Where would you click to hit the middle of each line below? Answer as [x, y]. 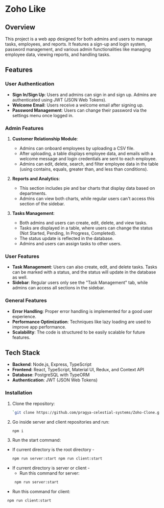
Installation [19, 393]
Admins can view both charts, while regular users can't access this [87, 198]
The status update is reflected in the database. [67, 238]
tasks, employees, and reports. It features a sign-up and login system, [76, 44]
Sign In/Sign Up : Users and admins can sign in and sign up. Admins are [84, 95]
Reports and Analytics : [36, 178]
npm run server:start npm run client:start [57, 459]
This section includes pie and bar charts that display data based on [87, 188]
